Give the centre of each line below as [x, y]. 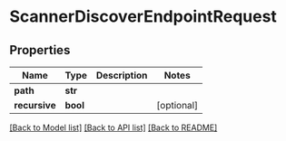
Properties [40, 50]
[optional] [177, 105]
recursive [35, 105]
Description [122, 75]
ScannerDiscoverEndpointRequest [143, 17]
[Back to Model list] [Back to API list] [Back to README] [113, 127]
